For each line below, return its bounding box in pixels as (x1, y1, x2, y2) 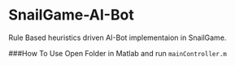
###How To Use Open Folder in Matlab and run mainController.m (8, 48, 228, 58)
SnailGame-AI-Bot (8, 6, 134, 24)
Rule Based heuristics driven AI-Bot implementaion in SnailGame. (8, 33, 227, 42)
